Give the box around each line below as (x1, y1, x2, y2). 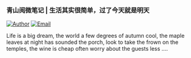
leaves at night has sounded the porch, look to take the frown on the (6, 38, 179, 46)
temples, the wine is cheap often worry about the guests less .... (6, 45, 168, 53)
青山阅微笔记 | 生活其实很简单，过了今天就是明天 (6, 5, 150, 14)
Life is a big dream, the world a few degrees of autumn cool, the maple (6, 32, 185, 40)
